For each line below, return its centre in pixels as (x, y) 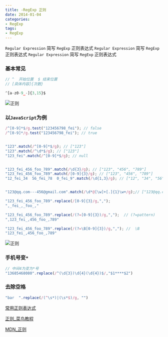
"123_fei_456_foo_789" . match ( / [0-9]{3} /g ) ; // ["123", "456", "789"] (79, 174)
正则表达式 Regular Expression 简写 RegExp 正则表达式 (61, 54)
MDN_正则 (16, 329)
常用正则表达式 (20, 308)
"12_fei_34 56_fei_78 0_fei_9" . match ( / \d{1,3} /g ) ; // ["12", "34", (79, 179)
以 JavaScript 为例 (26, 118)
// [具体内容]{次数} (24, 84)
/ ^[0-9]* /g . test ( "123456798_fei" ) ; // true (51, 133)
